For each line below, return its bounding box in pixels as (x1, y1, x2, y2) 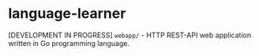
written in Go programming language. (8, 38, 130, 47)
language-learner (8, 5, 126, 23)
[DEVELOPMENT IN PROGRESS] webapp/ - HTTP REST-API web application (8, 30, 251, 40)
